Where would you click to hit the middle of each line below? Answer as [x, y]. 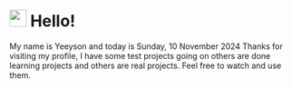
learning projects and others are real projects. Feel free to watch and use [146, 65]
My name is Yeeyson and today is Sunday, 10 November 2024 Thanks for [146, 46]
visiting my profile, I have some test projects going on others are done [140, 55]
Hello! [53, 21]
